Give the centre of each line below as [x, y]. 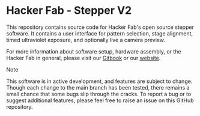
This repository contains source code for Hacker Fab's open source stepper [100, 27]
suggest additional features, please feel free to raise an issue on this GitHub [100, 100]
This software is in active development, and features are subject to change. [99, 81]
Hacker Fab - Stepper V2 [69, 11]
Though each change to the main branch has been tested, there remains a [98, 87]
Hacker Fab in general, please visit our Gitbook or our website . [83, 58]
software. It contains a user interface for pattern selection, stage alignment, [100, 33]
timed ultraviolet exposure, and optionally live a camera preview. [86, 40]
